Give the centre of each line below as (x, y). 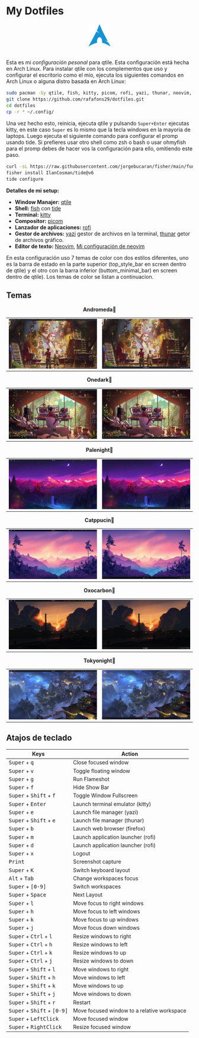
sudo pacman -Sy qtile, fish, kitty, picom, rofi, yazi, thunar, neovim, (99, 93)
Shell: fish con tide (38, 208)
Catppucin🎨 (99, 520)
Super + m (21, 837)
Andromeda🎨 (99, 310)
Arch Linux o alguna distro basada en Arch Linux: (66, 81)
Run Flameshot (91, 779)
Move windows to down (102, 994)
